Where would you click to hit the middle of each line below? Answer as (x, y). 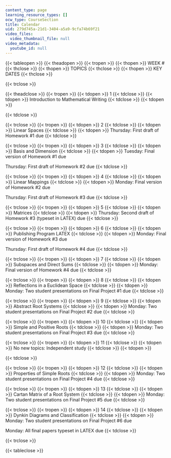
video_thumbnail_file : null (40, 39)
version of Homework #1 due (36, 156)
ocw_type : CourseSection (32, 20)
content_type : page (26, 10)
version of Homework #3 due (36, 239)
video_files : (19, 34)
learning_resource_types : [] (36, 15)
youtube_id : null (28, 48)
